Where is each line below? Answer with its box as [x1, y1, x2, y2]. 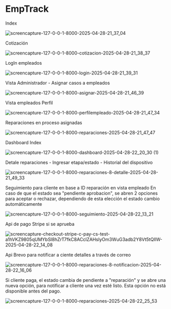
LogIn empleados [5, 60, 42, 66]
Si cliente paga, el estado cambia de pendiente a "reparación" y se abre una [5, 277, 166, 283]
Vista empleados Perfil [5, 100, 53, 106]
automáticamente [5, 201, 42, 207]
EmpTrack [5, 3, 49, 15]
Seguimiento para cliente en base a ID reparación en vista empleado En [5, 184, 156, 190]
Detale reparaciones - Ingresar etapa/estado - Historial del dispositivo [5, 159, 153, 165]
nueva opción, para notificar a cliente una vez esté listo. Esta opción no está [5, 282, 166, 288]
